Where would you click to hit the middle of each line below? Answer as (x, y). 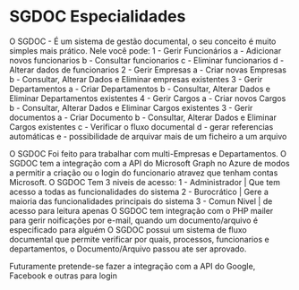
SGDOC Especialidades (98, 17)
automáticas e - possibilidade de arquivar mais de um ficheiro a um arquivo (148, 136)
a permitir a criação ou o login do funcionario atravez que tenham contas (144, 173)
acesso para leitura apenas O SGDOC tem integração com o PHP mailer (141, 210)
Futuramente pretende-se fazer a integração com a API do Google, (132, 266)
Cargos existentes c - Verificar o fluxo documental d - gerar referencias (141, 126)
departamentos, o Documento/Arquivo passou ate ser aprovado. (128, 249)
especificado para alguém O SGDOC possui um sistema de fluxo (128, 229)
